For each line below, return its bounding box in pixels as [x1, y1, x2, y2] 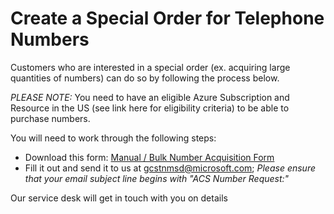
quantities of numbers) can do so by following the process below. [10, 72, 280, 84]
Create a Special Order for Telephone [10, 7, 325, 30]
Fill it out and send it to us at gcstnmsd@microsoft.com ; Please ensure [24, 162, 316, 174]
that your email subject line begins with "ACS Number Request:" [24, 172, 290, 184]
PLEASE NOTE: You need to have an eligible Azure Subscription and [10, 91, 290, 103]
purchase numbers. [10, 112, 91, 124]
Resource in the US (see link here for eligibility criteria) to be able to [10, 102, 290, 114]
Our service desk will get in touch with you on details [10, 192, 228, 204]
